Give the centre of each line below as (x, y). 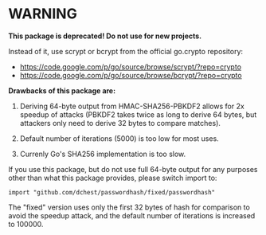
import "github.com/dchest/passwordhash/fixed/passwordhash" (112, 192)
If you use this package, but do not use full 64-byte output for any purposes (133, 169)
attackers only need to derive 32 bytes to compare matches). (120, 123)
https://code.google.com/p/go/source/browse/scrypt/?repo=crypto (130, 67)
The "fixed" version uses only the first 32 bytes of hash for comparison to (129, 207)
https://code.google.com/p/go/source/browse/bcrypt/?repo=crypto (131, 75)
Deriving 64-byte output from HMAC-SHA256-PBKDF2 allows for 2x (132, 106)
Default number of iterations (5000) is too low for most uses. (119, 138)
